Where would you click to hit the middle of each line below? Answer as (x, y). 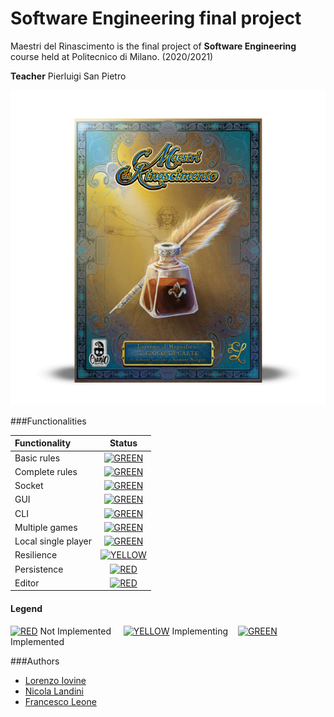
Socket (29, 486)
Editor (27, 583)
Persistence (39, 569)
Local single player (53, 541)
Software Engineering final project (156, 18)
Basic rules (37, 458)
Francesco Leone (60, 701)
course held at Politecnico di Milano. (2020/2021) (112, 56)
